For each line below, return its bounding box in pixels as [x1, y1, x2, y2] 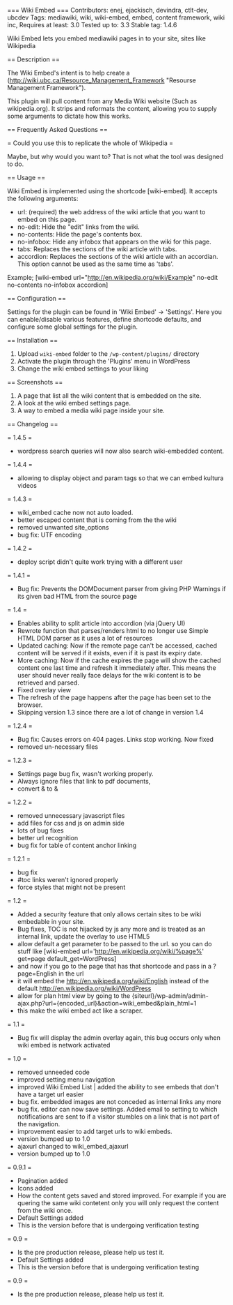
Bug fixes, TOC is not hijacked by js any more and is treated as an [17, 925, 206, 933]
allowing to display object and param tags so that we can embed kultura [17, 474, 224, 482]
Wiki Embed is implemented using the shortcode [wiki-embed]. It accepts [7, 187, 218, 195]
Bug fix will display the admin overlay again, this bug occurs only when [17, 1034, 220, 1042]
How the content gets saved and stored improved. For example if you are [17, 1191, 227, 1200]
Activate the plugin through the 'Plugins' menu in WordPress [17, 357, 191, 365]
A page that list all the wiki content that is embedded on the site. [17, 391, 202, 400]
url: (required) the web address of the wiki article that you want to [17, 208, 206, 216]
